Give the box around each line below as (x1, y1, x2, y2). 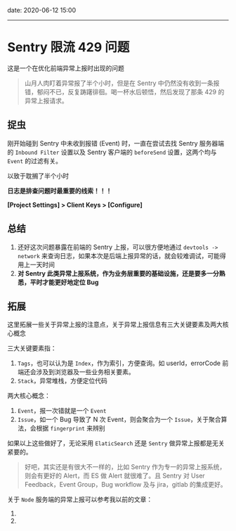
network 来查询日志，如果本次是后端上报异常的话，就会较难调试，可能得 (17, 251, 226, 260)
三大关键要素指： (7, 344, 57, 352)
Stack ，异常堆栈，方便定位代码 (17, 376, 107, 385)
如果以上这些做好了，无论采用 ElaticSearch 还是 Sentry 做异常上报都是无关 (7, 439, 225, 447)
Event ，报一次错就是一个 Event (17, 407, 107, 415)
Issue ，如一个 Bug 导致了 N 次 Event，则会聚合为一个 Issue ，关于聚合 (17, 415, 221, 424)
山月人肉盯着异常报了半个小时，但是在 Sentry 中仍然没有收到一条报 (24, 79, 220, 87)
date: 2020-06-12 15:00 (7, 6, 77, 14)
